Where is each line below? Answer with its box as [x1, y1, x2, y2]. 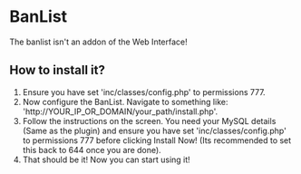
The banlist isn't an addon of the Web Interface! [9, 36, 188, 47]
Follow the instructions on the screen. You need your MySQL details [22, 115, 277, 126]
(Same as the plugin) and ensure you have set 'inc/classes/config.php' [22, 125, 287, 136]
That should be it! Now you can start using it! [22, 154, 190, 165]
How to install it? [9, 63, 106, 78]
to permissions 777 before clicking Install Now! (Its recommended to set [22, 134, 292, 146]
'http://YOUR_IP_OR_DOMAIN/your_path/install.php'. [22, 106, 218, 117]
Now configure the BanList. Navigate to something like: [22, 96, 228, 107]
